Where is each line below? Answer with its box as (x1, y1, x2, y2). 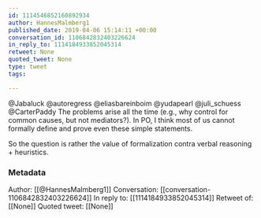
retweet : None (8, 48, 55, 56)
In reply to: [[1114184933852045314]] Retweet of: (93, 193, 254, 202)
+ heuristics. (8, 147, 49, 157)
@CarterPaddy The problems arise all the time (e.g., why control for (8, 107, 229, 116)
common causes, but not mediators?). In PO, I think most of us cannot (8, 115, 235, 124)
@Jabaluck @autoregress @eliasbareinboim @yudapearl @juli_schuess (8, 98, 242, 108)
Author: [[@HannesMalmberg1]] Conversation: (8, 184, 159, 194)
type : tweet (8, 63, 47, 71)
